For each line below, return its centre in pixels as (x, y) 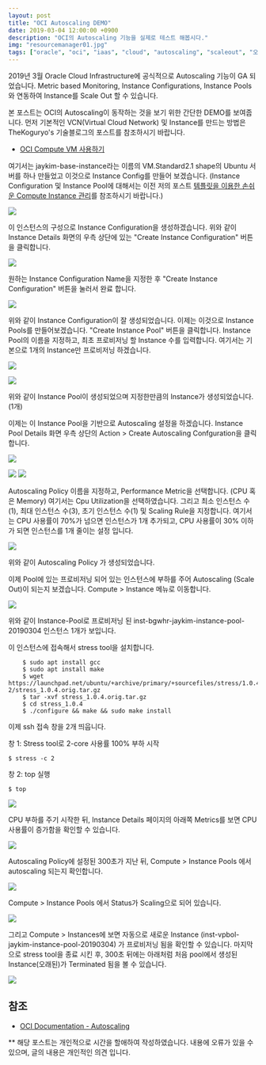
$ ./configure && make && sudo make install (97, 711)
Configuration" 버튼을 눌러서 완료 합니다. (72, 289)
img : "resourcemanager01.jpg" (58, 45)
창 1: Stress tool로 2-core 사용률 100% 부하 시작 (84, 744)
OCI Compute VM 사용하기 (62, 149)
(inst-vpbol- (220, 934)
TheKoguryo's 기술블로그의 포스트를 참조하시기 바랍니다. (97, 132)
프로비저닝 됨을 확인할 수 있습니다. (179, 944)
